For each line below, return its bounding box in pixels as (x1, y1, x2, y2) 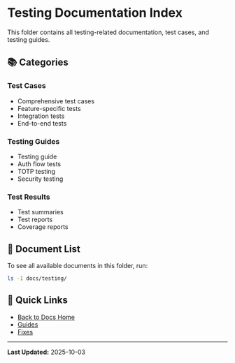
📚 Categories (7, 57, 69, 68)
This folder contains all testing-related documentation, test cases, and (7, 28, 210, 36)
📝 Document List (7, 243, 80, 255)
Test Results (7, 192, 50, 202)
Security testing (17, 175, 64, 183)
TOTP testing (17, 167, 56, 175)
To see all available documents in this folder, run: (7, 262, 148, 270)
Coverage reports (17, 223, 69, 231)
